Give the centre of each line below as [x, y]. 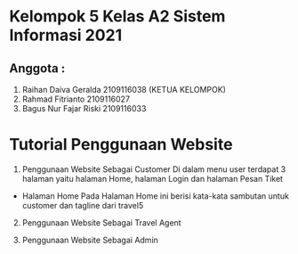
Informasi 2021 [66, 35]
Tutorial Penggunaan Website [121, 145]
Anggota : [37, 68]
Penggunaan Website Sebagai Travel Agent [101, 222]
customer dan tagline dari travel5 [83, 205]
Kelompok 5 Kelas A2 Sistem [117, 16]
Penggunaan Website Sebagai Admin [90, 240]
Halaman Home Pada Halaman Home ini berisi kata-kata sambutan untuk [155, 196]
